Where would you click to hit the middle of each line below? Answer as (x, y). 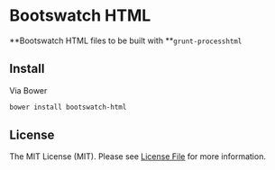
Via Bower (28, 90)
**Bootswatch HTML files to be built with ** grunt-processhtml (126, 40)
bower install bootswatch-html (68, 107)
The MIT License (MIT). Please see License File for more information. (137, 157)
